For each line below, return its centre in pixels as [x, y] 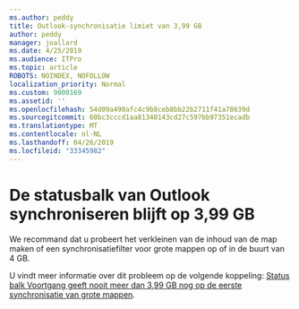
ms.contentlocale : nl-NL [56, 134]
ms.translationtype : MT [54, 126]
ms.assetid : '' [38, 101]
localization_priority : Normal [68, 84]
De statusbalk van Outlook [110, 195]
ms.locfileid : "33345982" [57, 150]
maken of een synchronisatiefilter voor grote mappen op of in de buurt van [147, 248]
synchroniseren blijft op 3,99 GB [132, 214]
